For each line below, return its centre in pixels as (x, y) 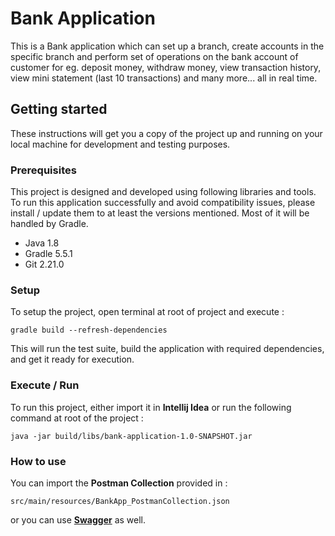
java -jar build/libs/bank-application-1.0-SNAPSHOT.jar (131, 436)
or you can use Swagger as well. (78, 519)
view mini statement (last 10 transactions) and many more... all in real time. (164, 78)
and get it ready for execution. (72, 359)
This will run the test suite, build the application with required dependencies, (167, 349)
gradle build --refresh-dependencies (89, 330)
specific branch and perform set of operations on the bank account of (154, 56)
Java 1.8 (42, 243)
